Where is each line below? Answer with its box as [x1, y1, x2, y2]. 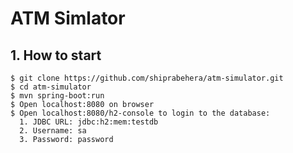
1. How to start [10, 47, 102, 64]
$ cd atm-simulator [10, 82, 92, 92]
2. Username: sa [19, 126, 87, 136]
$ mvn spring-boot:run [10, 91, 105, 101]
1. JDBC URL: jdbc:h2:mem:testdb [19, 117, 159, 127]
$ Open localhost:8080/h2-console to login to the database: [10, 108, 271, 118]
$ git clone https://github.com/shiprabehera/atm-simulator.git [10, 73, 284, 83]
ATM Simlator [10, 7, 126, 30]
